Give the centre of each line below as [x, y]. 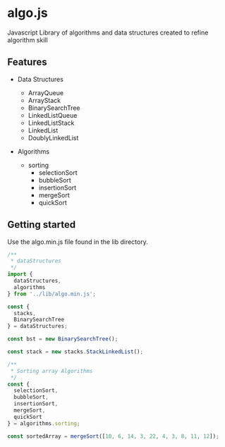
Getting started [42, 225]
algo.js [28, 13]
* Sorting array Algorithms [51, 371]
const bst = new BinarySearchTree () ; [63, 339]
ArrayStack [44, 100]
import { [20, 274]
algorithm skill [28, 39]
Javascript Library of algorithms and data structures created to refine [108, 32]
